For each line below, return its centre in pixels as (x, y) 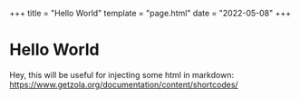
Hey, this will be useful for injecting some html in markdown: (121, 74)
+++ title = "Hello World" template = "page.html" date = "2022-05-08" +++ (150, 13)
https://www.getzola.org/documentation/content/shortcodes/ (124, 84)
